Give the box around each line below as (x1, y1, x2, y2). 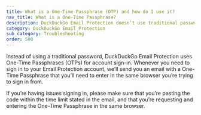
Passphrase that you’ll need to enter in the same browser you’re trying (20, 72, 193, 79)
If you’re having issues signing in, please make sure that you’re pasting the (6, 90, 190, 97)
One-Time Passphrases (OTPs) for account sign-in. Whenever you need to (6, 59, 190, 66)
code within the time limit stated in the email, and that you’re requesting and (6, 96, 193, 103)
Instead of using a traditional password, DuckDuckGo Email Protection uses (6, 53, 193, 60)
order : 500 (6, 36, 33, 42)
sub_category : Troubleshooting (6, 31, 84, 37)
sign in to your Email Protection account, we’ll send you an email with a (6, 66, 181, 72)
